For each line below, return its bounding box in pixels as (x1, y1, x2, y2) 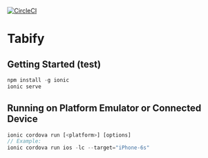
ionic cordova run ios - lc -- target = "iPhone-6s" (7, 144, 150, 152)
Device (7, 113, 38, 125)
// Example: (7, 138, 41, 145)
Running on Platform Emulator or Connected (7, 103, 202, 114)
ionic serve (7, 83, 41, 90)
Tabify (7, 31, 45, 46)
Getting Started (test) (7, 58, 102, 70)
